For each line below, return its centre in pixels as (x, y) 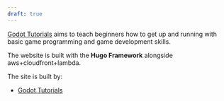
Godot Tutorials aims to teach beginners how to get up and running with (112, 34)
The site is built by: (35, 76)
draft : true (25, 14)
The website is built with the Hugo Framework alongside (90, 55)
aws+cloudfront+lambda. (44, 63)
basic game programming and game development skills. (89, 41)
